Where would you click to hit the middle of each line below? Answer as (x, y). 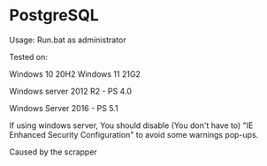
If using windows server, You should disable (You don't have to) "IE (131, 125)
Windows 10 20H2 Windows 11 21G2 (75, 74)
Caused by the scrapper (53, 152)
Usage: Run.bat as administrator (68, 40)
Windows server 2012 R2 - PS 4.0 (71, 91)
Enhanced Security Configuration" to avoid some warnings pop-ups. (134, 134)
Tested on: (29, 57)
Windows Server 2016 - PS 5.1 (64, 108)
